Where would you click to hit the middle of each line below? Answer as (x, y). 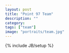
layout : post (18, 9)
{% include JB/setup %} (29, 46)
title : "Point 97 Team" (29, 14)
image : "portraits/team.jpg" (35, 32)
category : (15, 23)
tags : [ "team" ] (21, 27)
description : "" (22, 18)
